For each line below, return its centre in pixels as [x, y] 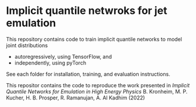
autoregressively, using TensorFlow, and [63, 56]
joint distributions [27, 45]
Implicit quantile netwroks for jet [87, 11]
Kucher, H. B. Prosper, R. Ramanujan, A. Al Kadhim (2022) [75, 98]
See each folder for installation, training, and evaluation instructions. [88, 74]
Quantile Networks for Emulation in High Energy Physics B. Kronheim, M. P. [97, 91]
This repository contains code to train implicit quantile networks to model [94, 39]
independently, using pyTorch [50, 63]
